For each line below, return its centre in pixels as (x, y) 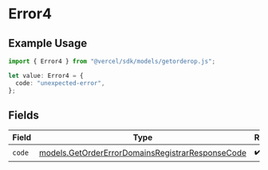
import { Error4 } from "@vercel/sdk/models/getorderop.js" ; (112, 61)
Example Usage (48, 43)
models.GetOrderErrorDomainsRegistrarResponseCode (143, 153)
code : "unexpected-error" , (60, 83)
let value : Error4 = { (46, 75)
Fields (24, 115)
